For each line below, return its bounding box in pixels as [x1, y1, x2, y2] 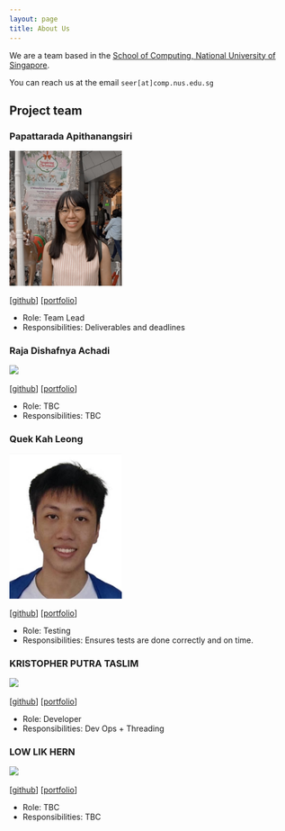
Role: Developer [22, 713, 83, 724]
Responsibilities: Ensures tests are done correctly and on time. [22, 635, 254, 646]
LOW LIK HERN [9, 745, 76, 758]
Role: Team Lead [22, 312, 85, 323]
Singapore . [9, 59, 50, 70]
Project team [9, 103, 83, 118]
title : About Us [9, 23, 70, 33]
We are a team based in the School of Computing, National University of [9, 50, 276, 60]
